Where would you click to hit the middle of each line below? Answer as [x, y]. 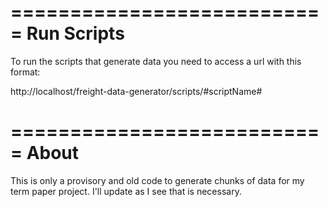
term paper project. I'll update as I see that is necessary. [126, 191]
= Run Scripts [67, 33]
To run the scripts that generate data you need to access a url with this [156, 61]
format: [25, 72]
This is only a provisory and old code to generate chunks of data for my [157, 180]
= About [45, 153]
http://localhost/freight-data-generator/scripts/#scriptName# [136, 91]
